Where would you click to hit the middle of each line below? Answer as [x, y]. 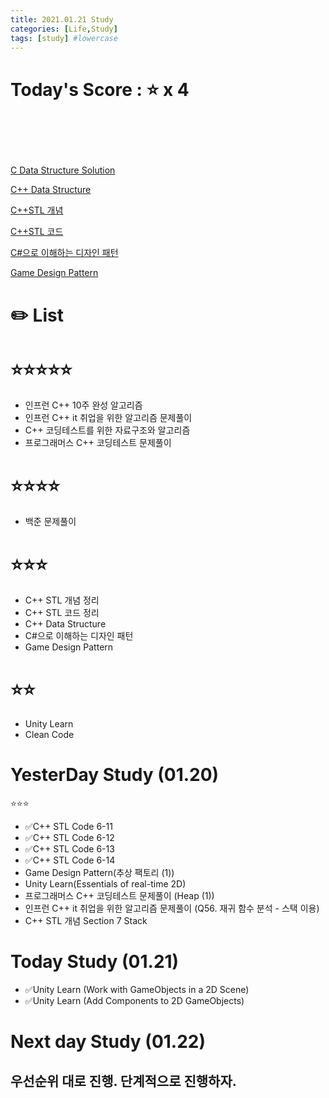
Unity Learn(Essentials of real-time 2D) [105, 884]
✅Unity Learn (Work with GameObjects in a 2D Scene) [137, 990]
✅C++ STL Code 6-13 [69, 849]
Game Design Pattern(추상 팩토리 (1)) [99, 873]
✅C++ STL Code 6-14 [70, 860]
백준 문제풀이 [50, 522]
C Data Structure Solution [63, 170]
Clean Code [49, 735]
